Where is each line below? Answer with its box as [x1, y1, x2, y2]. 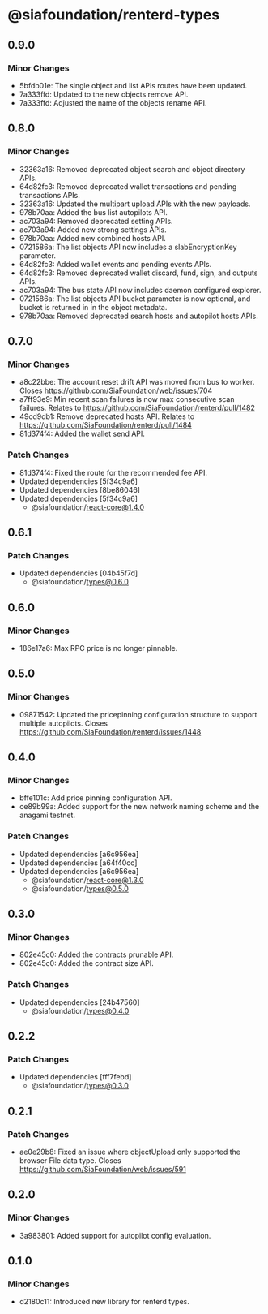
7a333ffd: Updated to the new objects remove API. [19, 89, 189, 99]
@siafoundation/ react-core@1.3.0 [31, 875, 144, 885]
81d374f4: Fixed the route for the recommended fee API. [19, 467, 208, 477]
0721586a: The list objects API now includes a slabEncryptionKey [19, 242, 237, 252]
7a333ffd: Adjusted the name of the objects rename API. [19, 97, 207, 107]
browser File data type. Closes [19, 1155, 122, 1165]
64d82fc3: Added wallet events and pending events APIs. [19, 259, 212, 269]
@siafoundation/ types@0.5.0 [31, 883, 129, 894]
